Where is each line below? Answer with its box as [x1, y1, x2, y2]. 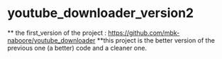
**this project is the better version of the [96, 36, 215, 44]
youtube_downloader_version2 [7, 5, 194, 21]
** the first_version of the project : [7, 28, 107, 37]
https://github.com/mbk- [107, 28, 180, 37]
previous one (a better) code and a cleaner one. [7, 43, 148, 52]
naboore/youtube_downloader [7, 36, 96, 44]
